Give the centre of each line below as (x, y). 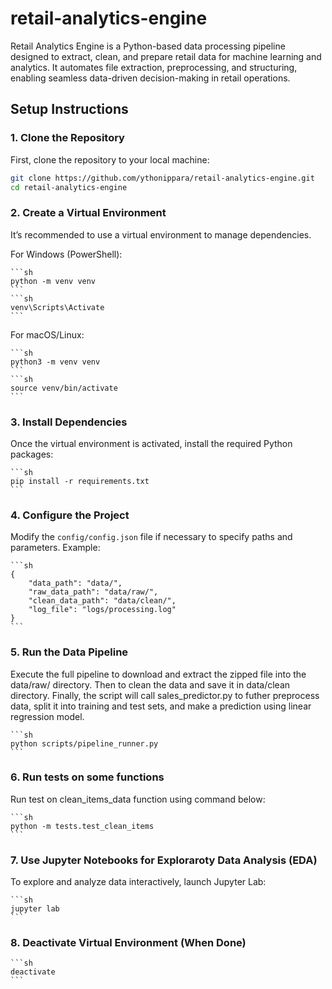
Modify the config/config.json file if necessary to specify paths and (151, 537)
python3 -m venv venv (55, 362)
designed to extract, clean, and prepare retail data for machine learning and (166, 56)
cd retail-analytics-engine (69, 187)
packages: (32, 454)
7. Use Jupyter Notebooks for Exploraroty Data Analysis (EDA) (164, 860)
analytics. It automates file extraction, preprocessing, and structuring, (154, 67)
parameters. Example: (55, 548)
